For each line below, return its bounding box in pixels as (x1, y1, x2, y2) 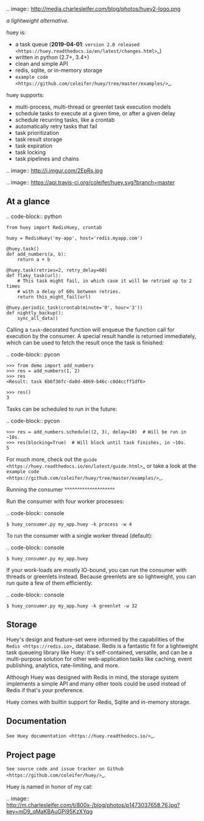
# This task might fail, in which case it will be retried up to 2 (17, 278, 192, 284)
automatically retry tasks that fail (15, 123, 97, 130)
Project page (6, 750, 56, 760)
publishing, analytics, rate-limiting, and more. (6, 662, 120, 669)
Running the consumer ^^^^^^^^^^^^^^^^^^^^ (6, 485, 115, 493)
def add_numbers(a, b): (6, 251, 67, 257)
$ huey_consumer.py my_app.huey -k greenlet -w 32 (6, 602, 138, 609)
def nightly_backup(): (6, 309, 64, 316)
